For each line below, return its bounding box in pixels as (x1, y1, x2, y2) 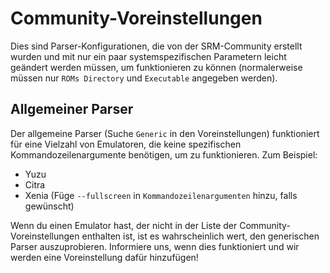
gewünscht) (24, 200, 75, 212)
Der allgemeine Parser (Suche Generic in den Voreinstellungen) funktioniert (10, 127, 320, 139)
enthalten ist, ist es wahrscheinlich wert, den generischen (81, 230, 320, 242)
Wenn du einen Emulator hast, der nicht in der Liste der (10, 219, 238, 231)
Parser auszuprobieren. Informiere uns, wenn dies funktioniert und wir (10, 240, 300, 252)
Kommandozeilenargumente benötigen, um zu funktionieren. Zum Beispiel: (10, 148, 318, 161)
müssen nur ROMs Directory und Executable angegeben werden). (10, 72, 278, 84)
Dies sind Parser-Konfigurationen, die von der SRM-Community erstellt (10, 40, 303, 52)
